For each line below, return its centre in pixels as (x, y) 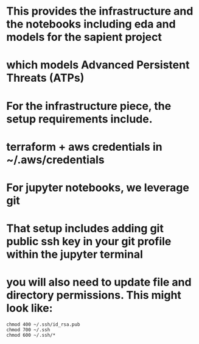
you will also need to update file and (99, 282)
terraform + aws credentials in (84, 147)
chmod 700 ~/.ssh (28, 330)
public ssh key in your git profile (89, 242)
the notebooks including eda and (91, 24)
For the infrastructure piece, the (89, 106)
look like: (30, 308)
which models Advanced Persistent (98, 65)
